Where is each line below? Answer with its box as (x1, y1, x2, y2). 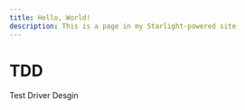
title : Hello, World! (9, 13, 91, 23)
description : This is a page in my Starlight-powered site (9, 22, 237, 31)
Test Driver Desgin (9, 90, 79, 101)
